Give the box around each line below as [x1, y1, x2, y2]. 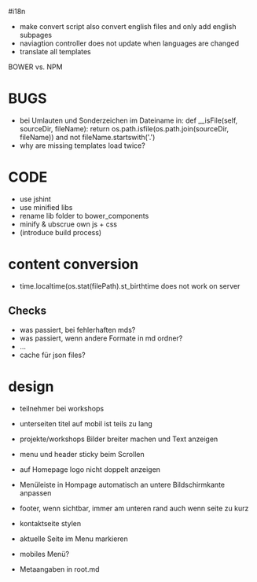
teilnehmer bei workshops [19, 403, 105, 413]
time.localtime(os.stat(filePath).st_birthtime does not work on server [19, 281, 240, 290]
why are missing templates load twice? [19, 141, 145, 150]
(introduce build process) [19, 227, 102, 237]
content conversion [8, 256, 139, 274]
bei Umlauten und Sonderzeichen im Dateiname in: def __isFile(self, [19, 116, 238, 125]
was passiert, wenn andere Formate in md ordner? [19, 333, 183, 343]
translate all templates [19, 47, 92, 56]
